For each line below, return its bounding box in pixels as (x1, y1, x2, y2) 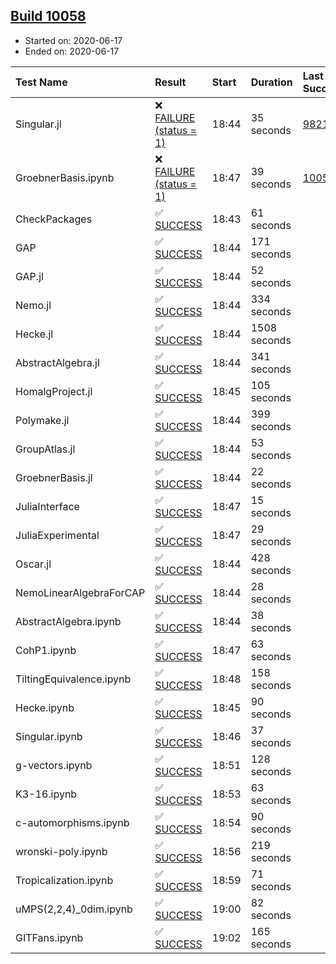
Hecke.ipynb (15, 700, 75, 714)
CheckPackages (15, 212, 93, 226)
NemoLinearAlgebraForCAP (15, 585, 146, 599)
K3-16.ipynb (15, 787, 78, 801)
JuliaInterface (15, 499, 80, 513)
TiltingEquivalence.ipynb (15, 672, 132, 686)
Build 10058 (10, 8, 87, 25)
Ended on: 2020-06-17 (24, 45, 120, 57)
